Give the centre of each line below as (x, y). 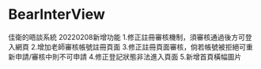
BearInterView (57, 15)
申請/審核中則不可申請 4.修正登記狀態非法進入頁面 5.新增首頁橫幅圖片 (128, 56)
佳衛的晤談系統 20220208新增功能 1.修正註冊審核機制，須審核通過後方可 (127, 37)
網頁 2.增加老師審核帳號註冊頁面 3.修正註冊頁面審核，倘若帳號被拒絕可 (130, 47)
